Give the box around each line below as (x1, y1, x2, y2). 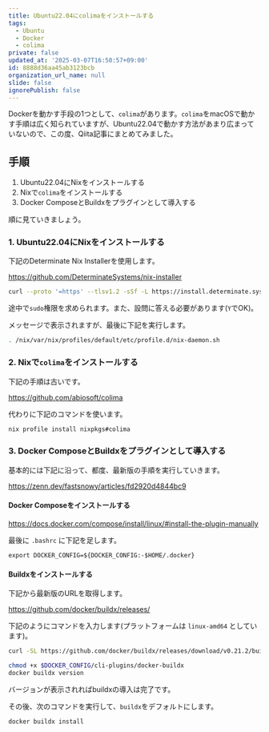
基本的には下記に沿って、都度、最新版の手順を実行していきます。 (8, 465, 224, 475)
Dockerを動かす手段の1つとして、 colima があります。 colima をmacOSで (8, 109, 242, 119)
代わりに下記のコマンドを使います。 (8, 409, 127, 419)
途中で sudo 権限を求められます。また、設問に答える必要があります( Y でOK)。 (8, 304, 259, 313)
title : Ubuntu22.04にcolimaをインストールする (8, 11, 155, 20)
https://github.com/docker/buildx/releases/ (8, 605, 151, 614)
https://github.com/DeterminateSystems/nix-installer (8, 272, 183, 282)
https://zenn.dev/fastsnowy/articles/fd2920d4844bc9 (8, 481, 187, 491)
